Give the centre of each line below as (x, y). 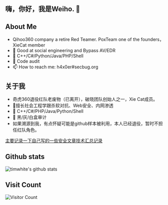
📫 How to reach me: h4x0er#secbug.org (55, 67)
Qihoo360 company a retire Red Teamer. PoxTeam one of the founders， (88, 39)
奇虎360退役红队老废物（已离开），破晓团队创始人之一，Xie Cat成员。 (85, 99)
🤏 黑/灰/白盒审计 (30, 117)
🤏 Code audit (26, 61)
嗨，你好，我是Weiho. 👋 (43, 9)
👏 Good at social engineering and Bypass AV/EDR (64, 51)
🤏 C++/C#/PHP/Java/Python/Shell (48, 111)
